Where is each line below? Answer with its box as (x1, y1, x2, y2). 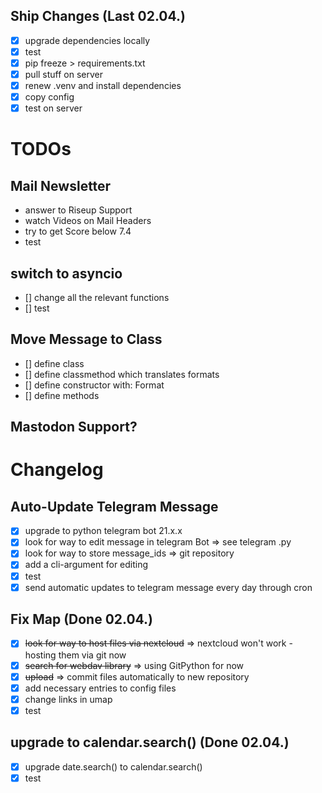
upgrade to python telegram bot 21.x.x (24, 525, 183, 537)
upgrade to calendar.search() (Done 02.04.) (10, 734, 290, 751)
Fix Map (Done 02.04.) (10, 611, 154, 628)
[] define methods (24, 389, 100, 401)
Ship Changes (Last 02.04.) (10, 8, 186, 25)
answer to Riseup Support (24, 204, 133, 216)
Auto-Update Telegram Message (10, 498, 219, 515)
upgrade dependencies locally (24, 34, 151, 46)
